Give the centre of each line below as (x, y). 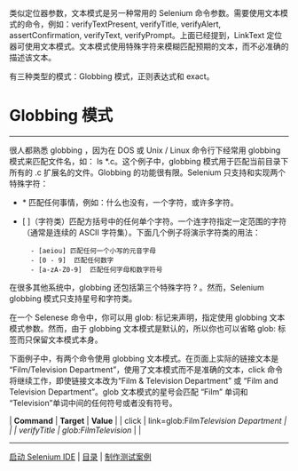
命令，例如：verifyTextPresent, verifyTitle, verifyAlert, (123, 24)
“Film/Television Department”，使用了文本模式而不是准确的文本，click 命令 (146, 369)
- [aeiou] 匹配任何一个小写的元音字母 (94, 251)
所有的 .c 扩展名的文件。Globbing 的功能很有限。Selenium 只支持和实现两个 (148, 172)
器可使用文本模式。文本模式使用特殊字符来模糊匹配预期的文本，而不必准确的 (149, 46)
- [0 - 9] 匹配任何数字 (72, 260)
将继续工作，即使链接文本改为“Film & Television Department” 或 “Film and (144, 380)
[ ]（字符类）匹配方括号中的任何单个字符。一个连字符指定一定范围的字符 (154, 221)
